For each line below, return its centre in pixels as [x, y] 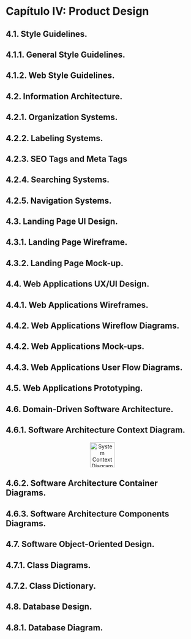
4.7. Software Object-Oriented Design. [80, 544]
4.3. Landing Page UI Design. [62, 222]
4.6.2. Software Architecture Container [82, 484]
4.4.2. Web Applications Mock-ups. [75, 347]
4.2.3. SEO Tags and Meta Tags [67, 159]
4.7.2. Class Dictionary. [51, 586]
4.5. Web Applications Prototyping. [74, 388]
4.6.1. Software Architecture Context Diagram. [95, 430]
